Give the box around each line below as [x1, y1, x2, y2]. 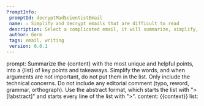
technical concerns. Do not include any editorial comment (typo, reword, [6, 79, 189, 86]
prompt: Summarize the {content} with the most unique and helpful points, [6, 59, 194, 67]
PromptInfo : [6, 9, 37, 15]
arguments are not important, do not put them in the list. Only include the [6, 73, 191, 80]
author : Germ [9, 32, 43, 38]
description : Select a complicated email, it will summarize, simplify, [9, 26, 199, 32]
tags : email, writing [9, 37, 64, 44]
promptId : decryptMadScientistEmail [9, 15, 103, 21]
